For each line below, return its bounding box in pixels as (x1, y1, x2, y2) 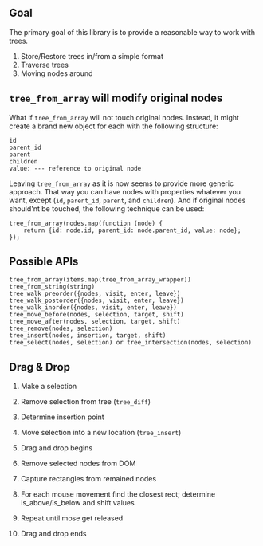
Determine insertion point (20, 412, 104, 422)
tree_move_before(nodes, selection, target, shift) (9, 311, 184, 319)
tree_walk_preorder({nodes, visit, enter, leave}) (9, 290, 181, 298)
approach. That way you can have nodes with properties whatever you (9, 187, 241, 196)
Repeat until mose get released (20, 513, 124, 523)
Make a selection (20, 382, 77, 391)
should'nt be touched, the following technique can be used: (9, 203, 205, 214)
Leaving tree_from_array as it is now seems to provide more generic (9, 179, 234, 188)
